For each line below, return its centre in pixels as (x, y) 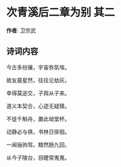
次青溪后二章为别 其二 (60, 12)
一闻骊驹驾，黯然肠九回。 (38, 145)
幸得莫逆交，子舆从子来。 (38, 93)
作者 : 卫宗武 (21, 30)
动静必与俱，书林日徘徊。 (38, 132)
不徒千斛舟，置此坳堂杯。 (38, 118)
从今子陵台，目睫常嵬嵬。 (38, 157)
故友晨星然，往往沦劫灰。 (38, 80)
